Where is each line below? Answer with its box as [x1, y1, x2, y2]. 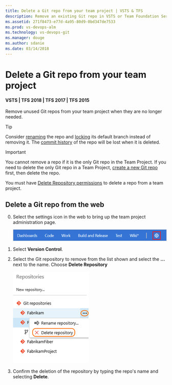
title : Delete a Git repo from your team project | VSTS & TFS [5, 8, 143, 13]
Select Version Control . [12, 246, 63, 252]
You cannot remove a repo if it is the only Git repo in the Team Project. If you [5, 159, 166, 165]
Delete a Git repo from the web [5, 200, 104, 209]
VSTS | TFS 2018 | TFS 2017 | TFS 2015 [5, 97, 90, 103]
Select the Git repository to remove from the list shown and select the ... [12, 256, 165, 262]
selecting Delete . [12, 373, 49, 379]
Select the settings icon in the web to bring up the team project [12, 213, 146, 220]
